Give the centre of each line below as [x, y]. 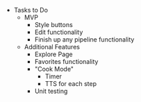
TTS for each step [71, 84]
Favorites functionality [66, 61]
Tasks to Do [31, 10]
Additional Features [52, 47]
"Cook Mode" [54, 69]
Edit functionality [59, 32]
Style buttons [53, 25]
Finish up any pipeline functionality [84, 40]
